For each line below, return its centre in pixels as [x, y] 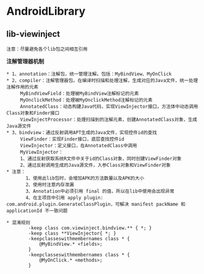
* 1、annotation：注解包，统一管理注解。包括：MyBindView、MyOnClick [89, 74]
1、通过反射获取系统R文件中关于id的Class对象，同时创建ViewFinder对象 [101, 159]
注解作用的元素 [22, 87]
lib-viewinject [33, 34]
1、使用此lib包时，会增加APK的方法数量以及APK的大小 [85, 178]
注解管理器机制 [25, 61]
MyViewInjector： [41, 152]
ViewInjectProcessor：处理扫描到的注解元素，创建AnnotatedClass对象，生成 [108, 120]
